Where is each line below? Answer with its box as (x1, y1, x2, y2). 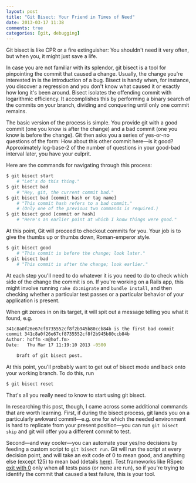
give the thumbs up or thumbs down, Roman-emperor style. (6, 234, 151, 241)
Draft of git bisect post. (16, 353, 83, 359)
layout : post (6, 8, 38, 15)
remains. (6, 108, 28, 115)
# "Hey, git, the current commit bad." (16, 189, 114, 195)
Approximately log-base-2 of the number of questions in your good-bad (6, 144, 181, 151)
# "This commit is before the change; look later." (16, 250, 146, 256)
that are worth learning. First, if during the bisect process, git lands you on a (6, 409, 190, 416)
